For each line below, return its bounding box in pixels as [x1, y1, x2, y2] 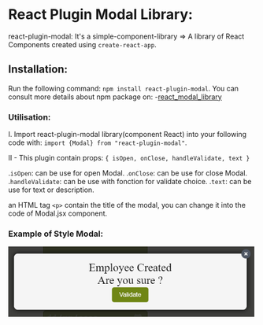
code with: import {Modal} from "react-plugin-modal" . [8, 138, 187, 147]
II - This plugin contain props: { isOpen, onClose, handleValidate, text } [8, 153, 250, 163]
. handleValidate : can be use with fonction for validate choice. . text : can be [8, 177, 252, 187]
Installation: [8, 63, 69, 76]
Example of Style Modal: [8, 228, 104, 239]
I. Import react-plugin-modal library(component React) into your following [8, 130, 246, 139]
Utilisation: [8, 112, 51, 123]
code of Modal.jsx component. [8, 209, 108, 218]
